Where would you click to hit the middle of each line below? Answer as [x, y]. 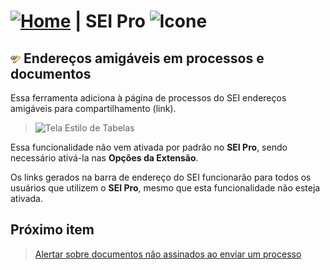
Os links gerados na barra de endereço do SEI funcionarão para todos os [161, 177]
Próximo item [52, 230]
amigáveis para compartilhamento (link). [93, 108]
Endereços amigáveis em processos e [144, 58]
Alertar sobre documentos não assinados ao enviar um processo [168, 254]
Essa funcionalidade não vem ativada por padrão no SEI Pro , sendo [149, 147]
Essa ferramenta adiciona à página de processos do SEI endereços [148, 98]
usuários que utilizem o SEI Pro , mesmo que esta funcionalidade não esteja [165, 188]
